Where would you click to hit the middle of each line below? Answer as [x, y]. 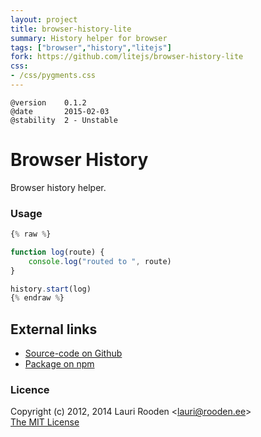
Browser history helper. [58, 187]
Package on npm [59, 364]
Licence [30, 390]
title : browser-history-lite [71, 29]
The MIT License [45, 422]
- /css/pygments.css [53, 76]
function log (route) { [57, 252]
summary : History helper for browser [89, 38]
